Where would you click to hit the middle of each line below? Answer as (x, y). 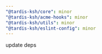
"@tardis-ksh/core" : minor (39, 12)
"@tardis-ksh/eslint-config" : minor (51, 28)
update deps (21, 45)
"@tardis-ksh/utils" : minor (40, 23)
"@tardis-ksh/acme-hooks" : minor (47, 17)
